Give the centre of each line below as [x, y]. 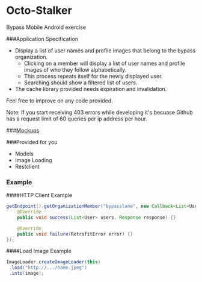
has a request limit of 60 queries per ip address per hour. [77, 119]
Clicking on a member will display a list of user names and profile [104, 63]
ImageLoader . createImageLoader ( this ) [54, 262]
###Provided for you [32, 142]
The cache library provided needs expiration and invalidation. [91, 89]
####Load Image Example [39, 251]
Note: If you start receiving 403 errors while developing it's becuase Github [100, 112]
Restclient [27, 166]
